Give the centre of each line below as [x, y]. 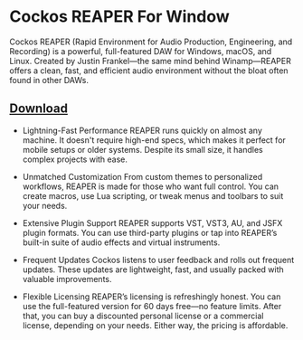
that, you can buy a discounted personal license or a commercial [143, 316]
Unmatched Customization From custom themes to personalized [142, 176]
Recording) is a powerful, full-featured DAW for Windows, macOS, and [141, 51]
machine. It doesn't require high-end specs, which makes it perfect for [154, 140]
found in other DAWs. [49, 80]
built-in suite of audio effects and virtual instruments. [121, 242]
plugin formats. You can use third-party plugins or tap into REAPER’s [150, 232]
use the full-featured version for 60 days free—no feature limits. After [152, 306]
